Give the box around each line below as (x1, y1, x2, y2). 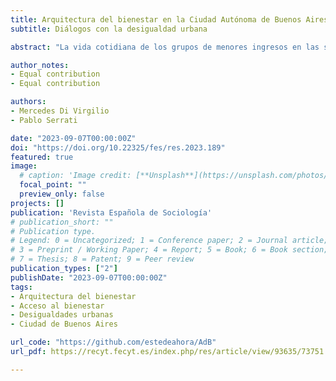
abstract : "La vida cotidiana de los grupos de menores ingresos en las (10, 42, 320, 52)
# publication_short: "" (10, 217, 114, 227)
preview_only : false (19, 189, 105, 199)
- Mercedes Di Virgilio (10, 106, 110, 116)
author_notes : (10, 60, 70, 70)
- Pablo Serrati (10, 115, 78, 125)
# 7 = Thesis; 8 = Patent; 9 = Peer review (10, 254, 195, 265)
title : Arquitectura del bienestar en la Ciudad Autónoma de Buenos (10, 14, 302, 25)
